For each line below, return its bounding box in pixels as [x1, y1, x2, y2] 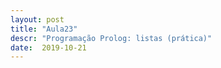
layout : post [10, 14, 65, 25]
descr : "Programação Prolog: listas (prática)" [10, 33, 213, 43]
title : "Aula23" [10, 24, 78, 34]
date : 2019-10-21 [10, 42, 87, 53]
